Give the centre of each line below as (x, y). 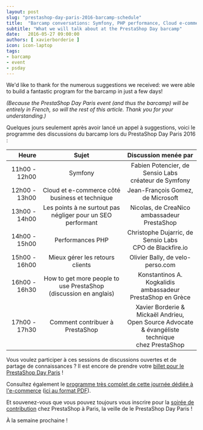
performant (82, 223)
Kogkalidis (160, 282)
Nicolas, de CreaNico (160, 207)
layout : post (23, 12)
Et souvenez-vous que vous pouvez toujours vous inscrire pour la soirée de (100, 402)
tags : (13, 51)
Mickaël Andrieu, (160, 315)
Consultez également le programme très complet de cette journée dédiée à (100, 384)
